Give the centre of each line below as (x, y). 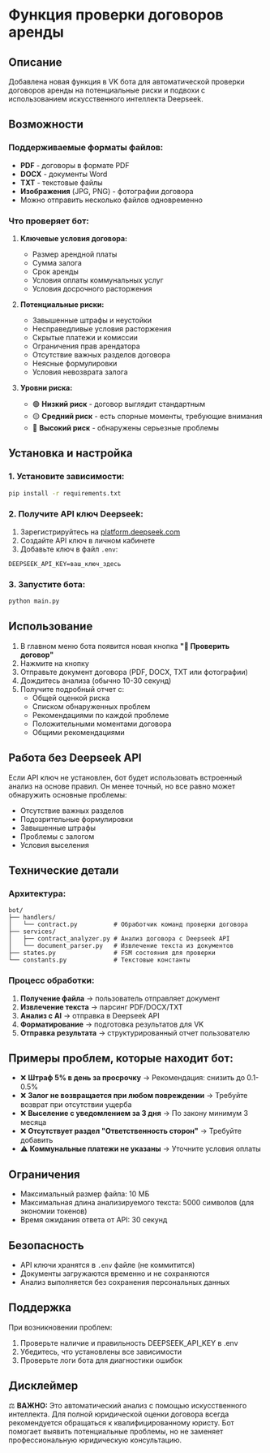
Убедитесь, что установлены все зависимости (101, 1351)
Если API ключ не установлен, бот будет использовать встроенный (125, 777)
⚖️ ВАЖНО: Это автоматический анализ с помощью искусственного (128, 1405)
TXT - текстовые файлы (61, 182)
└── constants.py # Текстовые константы (99, 960)
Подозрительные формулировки (77, 819)
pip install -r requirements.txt (65, 493)
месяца (33, 1122)
